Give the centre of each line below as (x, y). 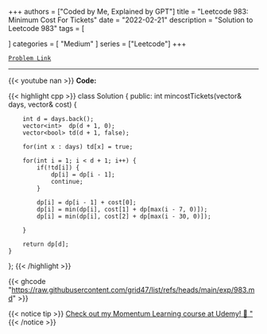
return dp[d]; (46, 244)
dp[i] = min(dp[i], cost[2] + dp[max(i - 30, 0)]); (124, 216)
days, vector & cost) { (43, 104)
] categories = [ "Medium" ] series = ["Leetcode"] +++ (97, 44)
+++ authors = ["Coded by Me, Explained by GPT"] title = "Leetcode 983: (128, 12)
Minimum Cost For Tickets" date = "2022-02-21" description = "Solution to (131, 20)
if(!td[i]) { (58, 168)
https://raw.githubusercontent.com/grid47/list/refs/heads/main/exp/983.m (133, 290)
